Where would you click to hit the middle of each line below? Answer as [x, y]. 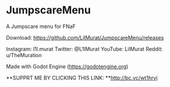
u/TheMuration [24, 55]
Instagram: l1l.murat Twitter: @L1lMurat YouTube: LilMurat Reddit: [84, 49]
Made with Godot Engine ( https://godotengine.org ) [67, 66]
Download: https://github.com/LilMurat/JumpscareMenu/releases [85, 37]
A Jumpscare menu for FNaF [41, 26]
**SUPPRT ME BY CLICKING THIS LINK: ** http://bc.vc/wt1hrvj [82, 78]
